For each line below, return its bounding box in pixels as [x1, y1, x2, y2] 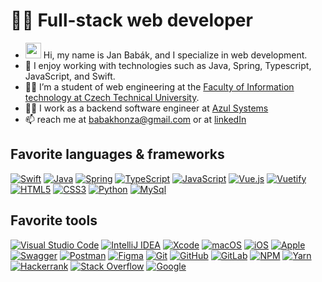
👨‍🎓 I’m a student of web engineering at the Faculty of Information [24, 80, 295, 93]
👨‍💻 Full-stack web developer [10, 9, 253, 32]
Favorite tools [10, 212, 98, 229]
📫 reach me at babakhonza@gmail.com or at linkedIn [24, 113, 247, 125]
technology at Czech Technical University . [24, 91, 200, 103]
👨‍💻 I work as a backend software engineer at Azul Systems [24, 102, 269, 114]
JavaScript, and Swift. [24, 70, 116, 82]
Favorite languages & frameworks [10, 146, 225, 163]
